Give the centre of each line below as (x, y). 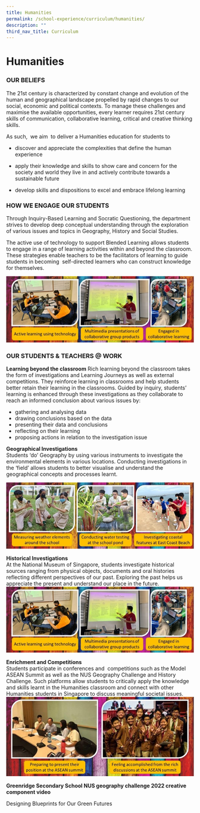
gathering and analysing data (51, 412)
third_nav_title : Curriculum (42, 32)
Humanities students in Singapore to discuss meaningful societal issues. (95, 694)
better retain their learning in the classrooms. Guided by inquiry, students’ (96, 388)
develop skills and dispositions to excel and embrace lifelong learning (100, 190)
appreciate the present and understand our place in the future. (83, 583)
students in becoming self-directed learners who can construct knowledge (99, 261)
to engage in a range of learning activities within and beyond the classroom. (99, 249)
